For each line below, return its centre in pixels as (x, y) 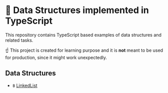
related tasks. (19, 40)
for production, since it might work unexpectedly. (56, 57)
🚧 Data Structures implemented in (77, 10)
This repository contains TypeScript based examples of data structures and (83, 35)
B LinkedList (25, 85)
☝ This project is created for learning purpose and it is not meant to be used (84, 50)
